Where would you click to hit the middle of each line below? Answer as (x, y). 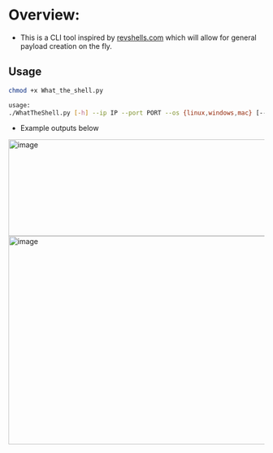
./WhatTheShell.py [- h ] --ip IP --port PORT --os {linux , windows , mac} (130, 113)
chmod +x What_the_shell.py (56, 90)
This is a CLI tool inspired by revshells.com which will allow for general (139, 37)
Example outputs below (59, 128)
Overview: (44, 15)
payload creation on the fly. (66, 46)
